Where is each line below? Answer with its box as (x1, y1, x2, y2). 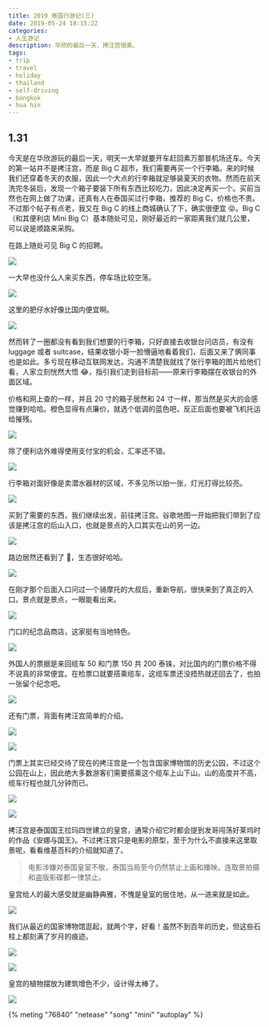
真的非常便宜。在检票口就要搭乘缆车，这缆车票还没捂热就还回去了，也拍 (22, 668, 261, 678)
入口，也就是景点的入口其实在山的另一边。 (63, 520, 205, 530)
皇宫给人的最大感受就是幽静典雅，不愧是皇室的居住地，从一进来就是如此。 (8, 889, 254, 899)
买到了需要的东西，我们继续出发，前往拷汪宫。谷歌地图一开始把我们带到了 (8, 510, 254, 520)
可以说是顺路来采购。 (8, 223, 78, 233)
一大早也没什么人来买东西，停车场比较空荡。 (8, 272, 156, 282)
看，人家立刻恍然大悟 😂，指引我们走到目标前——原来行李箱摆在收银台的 (8, 367, 251, 376)
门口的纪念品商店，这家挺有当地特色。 (8, 627, 134, 636)
